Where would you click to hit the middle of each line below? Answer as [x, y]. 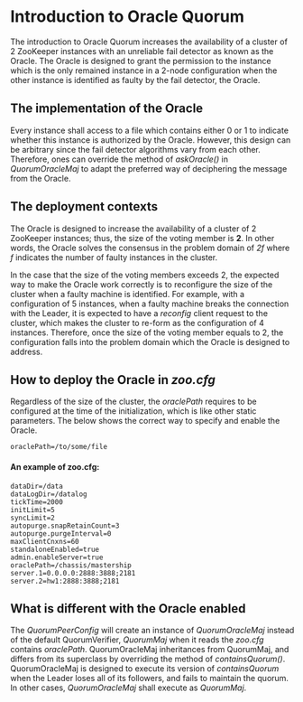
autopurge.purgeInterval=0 [61, 534]
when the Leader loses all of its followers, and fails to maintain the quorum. [150, 679]
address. [27, 351]
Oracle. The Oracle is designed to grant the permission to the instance [141, 61]
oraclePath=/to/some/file [59, 447]
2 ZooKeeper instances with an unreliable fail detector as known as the [142, 51]
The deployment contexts [84, 206]
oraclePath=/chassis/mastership [71, 565]
